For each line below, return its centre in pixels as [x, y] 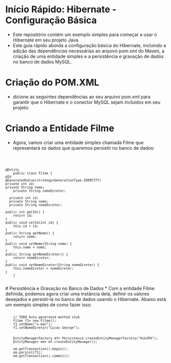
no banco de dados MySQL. [42, 62]
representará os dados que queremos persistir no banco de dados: [84, 148]
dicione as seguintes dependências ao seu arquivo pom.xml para [81, 96]
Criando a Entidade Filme [60, 128]
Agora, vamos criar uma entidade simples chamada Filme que [78, 143]
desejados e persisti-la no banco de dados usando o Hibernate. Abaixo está [85, 299]
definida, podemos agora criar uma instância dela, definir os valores [78, 294]
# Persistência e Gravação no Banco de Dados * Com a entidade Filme [80, 288]
